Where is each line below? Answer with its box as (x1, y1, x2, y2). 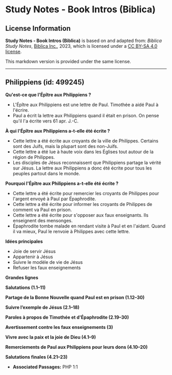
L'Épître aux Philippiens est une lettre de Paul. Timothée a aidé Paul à (12, 101, 159, 108)
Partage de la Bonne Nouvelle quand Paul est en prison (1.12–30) (5, 294, 145, 300)
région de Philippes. (12, 154, 55, 160)
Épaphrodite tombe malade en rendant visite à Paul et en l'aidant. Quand (12, 223, 166, 229)
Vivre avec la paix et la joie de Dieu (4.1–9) (5, 334, 96, 340)
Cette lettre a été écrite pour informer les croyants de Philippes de (12, 201, 153, 207)
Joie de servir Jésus (12, 248, 56, 254)
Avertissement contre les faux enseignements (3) (5, 324, 114, 330)
